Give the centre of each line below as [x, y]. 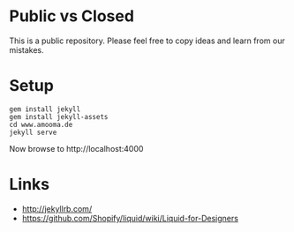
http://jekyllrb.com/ [57, 208]
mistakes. [26, 49]
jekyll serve [33, 132]
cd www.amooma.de [41, 124]
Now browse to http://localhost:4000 [76, 148]
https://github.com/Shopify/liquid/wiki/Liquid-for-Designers [130, 218]
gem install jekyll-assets [59, 116]
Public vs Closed [72, 16]
